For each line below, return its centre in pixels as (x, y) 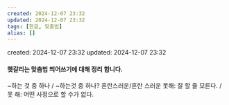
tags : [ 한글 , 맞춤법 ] (35, 26)
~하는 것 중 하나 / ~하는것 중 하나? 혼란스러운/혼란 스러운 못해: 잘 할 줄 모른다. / (114, 86)
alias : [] (22, 33)
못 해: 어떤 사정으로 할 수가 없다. (51, 95)
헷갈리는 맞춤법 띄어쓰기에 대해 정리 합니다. (65, 69)
